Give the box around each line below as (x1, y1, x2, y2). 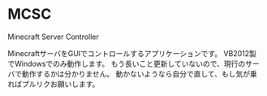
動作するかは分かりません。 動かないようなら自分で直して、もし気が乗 (21, 68, 257, 78)
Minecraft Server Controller (7, 32, 99, 41)
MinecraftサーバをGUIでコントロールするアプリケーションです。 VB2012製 (7, 48, 257, 58)
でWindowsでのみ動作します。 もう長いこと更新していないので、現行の (7, 59, 246, 68)
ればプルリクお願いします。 (7, 79, 100, 89)
